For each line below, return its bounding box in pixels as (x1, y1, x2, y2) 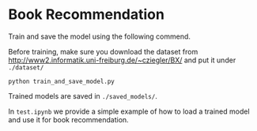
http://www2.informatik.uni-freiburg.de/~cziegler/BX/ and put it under (8, 55, 236, 65)
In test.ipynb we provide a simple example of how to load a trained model (8, 107, 251, 116)
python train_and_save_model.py (8, 77, 115, 85)
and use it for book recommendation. (8, 114, 129, 124)
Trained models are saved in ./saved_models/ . (8, 91, 158, 100)
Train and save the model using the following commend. (8, 32, 191, 41)
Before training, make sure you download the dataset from (8, 47, 198, 56)
